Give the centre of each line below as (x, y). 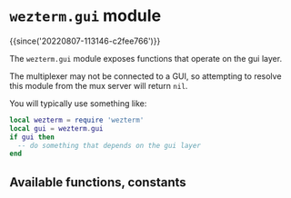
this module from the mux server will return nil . (99, 85)
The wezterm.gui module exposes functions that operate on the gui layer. (146, 58)
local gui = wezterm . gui (56, 128)
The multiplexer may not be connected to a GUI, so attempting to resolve (145, 76)
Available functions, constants (98, 182)
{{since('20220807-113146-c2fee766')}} (85, 41)
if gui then (32, 137)
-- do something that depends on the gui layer (110, 145)
